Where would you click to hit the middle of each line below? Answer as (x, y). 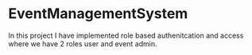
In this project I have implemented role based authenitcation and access (126, 35)
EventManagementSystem (98, 14)
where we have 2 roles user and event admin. (83, 43)
